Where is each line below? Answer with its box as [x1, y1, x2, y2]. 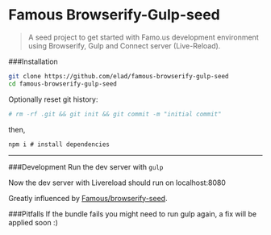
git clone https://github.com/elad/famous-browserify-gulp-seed [8, 72, 229, 80]
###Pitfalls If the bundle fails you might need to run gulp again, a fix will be [8, 208, 256, 219]
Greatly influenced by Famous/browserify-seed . [8, 193, 168, 203]
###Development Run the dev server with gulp [8, 162, 164, 171]
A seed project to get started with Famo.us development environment [27, 32, 260, 42]
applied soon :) [8, 217, 58, 227]
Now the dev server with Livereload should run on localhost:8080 [8, 178, 226, 187]
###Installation [8, 57, 58, 66]
